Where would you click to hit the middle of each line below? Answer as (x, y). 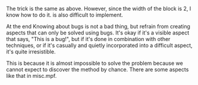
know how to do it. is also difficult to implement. (65, 15)
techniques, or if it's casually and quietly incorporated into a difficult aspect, (99, 45)
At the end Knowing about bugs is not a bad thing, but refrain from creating (98, 26)
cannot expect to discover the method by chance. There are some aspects (98, 70)
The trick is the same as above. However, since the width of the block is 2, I (99, 9)
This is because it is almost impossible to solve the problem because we (95, 63)
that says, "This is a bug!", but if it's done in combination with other (88, 39)
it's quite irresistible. (31, 52)
